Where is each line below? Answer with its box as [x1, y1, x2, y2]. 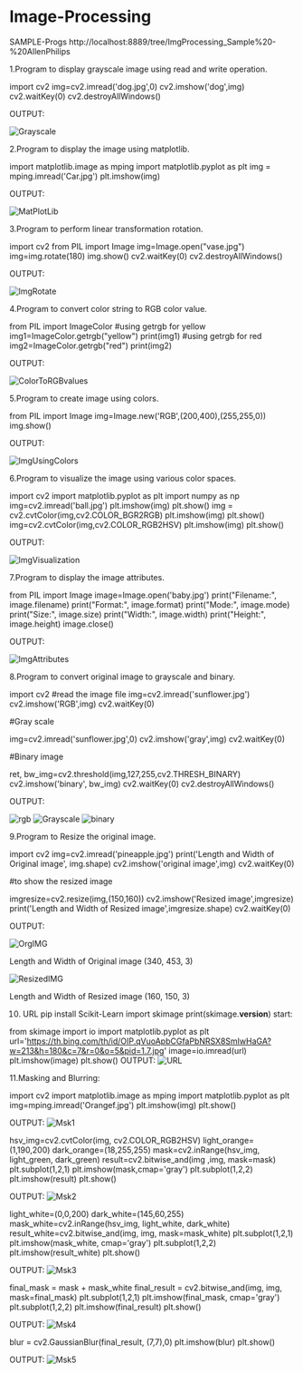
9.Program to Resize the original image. [9, 831, 156, 842]
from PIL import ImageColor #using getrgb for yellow [9, 320, 206, 332]
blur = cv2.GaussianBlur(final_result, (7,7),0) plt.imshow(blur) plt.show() [9, 1336, 276, 1348]
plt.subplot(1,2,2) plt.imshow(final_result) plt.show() [9, 1301, 202, 1312]
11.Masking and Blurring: [9, 1072, 100, 1083]
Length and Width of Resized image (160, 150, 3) [9, 990, 190, 1001]
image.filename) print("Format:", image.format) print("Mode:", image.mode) [9, 599, 290, 609]
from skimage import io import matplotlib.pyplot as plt [9, 1026, 210, 1037]
